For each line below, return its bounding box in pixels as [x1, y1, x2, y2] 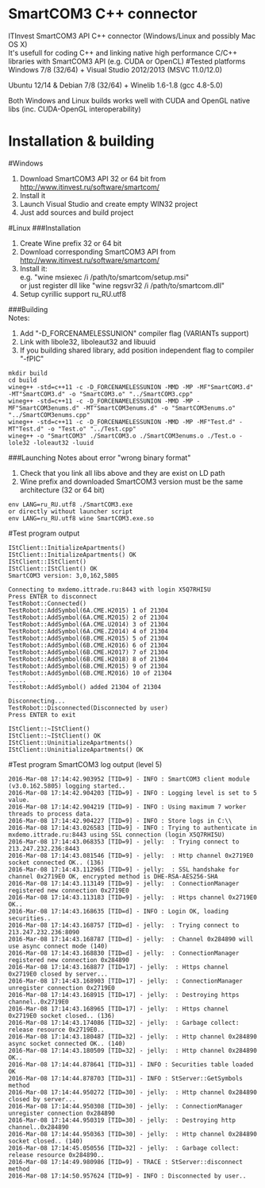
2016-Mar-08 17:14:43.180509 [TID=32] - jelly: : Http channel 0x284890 [8, 1046, 258, 1054]
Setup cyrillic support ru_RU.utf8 [19, 289, 127, 298]
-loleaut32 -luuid [33, 438, 94, 446]
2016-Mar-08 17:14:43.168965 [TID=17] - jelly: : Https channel [8, 1004, 229, 1013]
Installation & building [8, 132, 155, 150]
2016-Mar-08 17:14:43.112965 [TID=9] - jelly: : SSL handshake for [8, 865, 240, 874]
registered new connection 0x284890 [8, 956, 129, 964]
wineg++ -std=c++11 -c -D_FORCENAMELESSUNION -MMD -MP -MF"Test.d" [8, 418, 236, 426]
